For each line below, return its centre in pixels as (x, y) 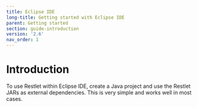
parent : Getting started (37, 23)
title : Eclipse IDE (31, 12)
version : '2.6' (25, 34)
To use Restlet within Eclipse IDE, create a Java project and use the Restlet (98, 86)
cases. (14, 99)
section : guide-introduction (43, 29)
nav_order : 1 (22, 40)
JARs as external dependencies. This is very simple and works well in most (99, 92)
